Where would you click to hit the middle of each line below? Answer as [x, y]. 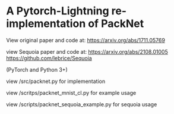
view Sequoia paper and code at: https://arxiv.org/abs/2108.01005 [87, 51]
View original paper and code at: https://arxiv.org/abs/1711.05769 [86, 40]
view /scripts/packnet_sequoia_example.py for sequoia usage [82, 104]
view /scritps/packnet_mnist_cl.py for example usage [71, 93]
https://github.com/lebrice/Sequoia [49, 58]
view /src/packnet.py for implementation [56, 81]
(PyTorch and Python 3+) [37, 69]
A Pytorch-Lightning [58, 11]
